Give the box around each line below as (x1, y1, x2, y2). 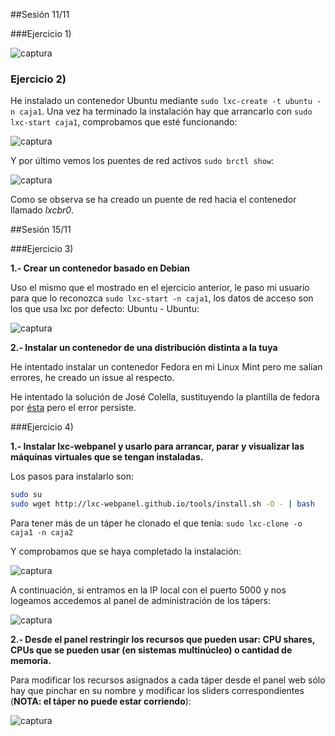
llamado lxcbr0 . (10, 204, 75, 216)
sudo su (10, 490, 43, 500)
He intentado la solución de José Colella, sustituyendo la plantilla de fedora (10, 391, 320, 403)
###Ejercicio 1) (10, 28, 72, 39)
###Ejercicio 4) (10, 421, 74, 433)
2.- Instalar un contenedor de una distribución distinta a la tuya (10, 342, 278, 354)
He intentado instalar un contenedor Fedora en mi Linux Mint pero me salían (10, 361, 323, 373)
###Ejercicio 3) (10, 243, 74, 255)
